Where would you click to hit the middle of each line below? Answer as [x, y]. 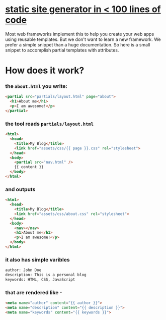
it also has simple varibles [37, 259]
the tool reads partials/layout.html [50, 124]
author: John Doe [23, 270]
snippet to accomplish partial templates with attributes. [62, 50]
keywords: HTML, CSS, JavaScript [40, 279]
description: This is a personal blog [46, 275]
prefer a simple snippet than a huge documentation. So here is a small [78, 44]
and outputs [20, 189]
